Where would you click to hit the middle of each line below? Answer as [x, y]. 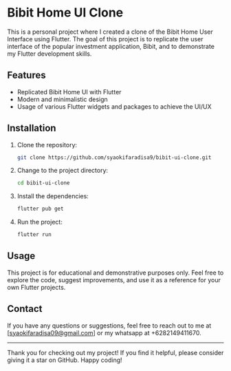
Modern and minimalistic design [62, 99]
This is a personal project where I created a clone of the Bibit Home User [110, 32]
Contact [25, 309]
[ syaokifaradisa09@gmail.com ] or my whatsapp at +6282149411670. [104, 332]
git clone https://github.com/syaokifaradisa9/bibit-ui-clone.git [114, 157]
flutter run [34, 235]
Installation [32, 128]
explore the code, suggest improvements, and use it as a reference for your [114, 279]
